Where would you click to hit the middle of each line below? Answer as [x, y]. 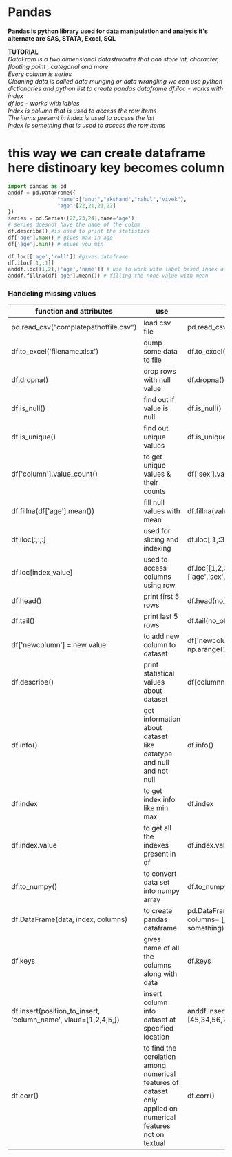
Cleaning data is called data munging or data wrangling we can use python [115, 81]
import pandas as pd [38, 186]
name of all [161, 948]
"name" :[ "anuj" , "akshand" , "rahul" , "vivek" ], [122, 199]
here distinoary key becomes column [116, 168]
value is [156, 408]
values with [162, 511]
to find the [160, 1049]
